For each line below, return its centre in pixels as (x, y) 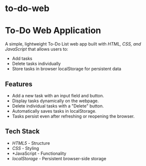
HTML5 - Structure (31, 143)
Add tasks (22, 59)
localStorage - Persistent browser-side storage (59, 158)
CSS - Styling (25, 148)
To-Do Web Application (53, 31)
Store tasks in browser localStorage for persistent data (66, 69)
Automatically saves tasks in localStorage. (54, 111)
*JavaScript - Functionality (39, 153)
